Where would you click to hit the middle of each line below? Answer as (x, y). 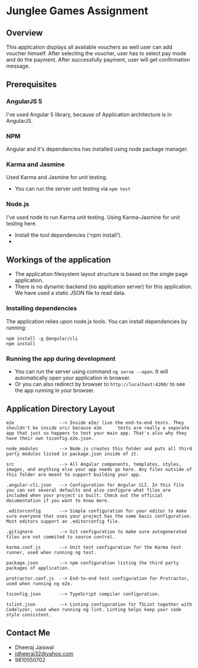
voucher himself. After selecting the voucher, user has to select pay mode (96, 53)
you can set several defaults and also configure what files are (88, 490)
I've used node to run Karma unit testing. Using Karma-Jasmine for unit (93, 217)
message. (18, 66)
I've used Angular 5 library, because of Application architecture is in (89, 114)
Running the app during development (61, 358)
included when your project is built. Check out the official (84, 495)
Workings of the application (59, 260)
